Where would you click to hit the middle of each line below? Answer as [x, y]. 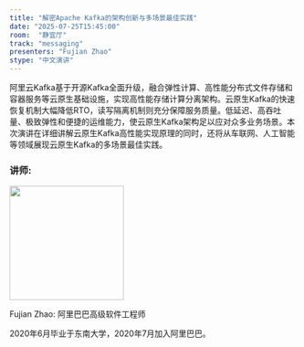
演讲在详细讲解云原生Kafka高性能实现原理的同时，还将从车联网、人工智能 [156, 133]
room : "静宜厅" [38, 35]
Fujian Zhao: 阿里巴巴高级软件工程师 [78, 314]
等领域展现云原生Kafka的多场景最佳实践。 [88, 144]
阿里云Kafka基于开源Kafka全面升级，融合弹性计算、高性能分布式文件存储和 [151, 87]
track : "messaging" [47, 43]
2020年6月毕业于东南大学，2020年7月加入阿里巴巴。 [110, 333]
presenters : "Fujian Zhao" [61, 52]
